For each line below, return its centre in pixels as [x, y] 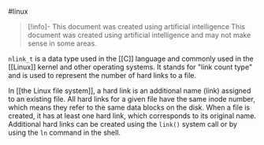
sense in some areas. [62, 43]
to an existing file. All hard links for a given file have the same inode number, [132, 99]
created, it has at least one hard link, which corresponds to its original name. [132, 116]
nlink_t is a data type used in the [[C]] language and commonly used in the [131, 59]
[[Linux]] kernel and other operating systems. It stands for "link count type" [130, 67]
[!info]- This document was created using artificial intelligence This [136, 26]
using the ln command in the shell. [64, 132]
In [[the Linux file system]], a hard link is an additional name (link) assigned [130, 91]
